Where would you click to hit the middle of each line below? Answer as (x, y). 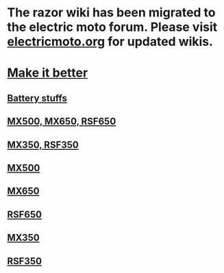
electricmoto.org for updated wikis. (110, 42)
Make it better (48, 73)
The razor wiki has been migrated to (111, 13)
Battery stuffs (37, 98)
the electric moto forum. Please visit (112, 27)
